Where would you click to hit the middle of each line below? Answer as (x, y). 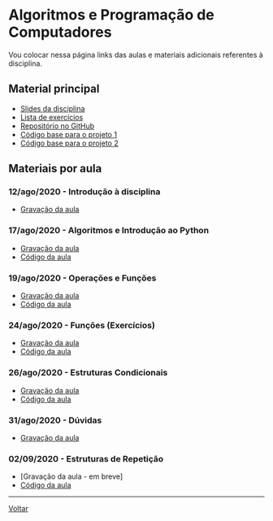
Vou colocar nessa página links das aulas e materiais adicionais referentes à (136, 54)
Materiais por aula (55, 169)
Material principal (54, 89)
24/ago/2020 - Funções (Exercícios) (82, 325)
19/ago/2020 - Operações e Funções (82, 278)
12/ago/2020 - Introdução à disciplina (84, 192)
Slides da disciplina (52, 108)
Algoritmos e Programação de (112, 15)
